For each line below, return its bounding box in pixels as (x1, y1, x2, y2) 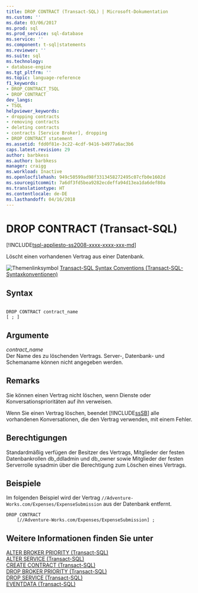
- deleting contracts (6, 125, 60, 131)
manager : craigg (6, 163, 46, 169)
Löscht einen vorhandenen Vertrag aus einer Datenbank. (6, 253, 145, 260)
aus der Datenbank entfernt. (103, 500, 172, 508)
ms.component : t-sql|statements (6, 42, 86, 48)
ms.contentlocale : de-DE (6, 191, 68, 196)
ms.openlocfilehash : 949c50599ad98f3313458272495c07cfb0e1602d (6, 175, 166, 180)
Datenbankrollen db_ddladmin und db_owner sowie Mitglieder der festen (6, 455, 184, 462)
